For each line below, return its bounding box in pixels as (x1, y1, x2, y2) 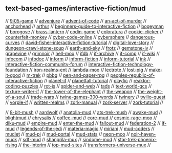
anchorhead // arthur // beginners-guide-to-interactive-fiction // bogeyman (5, 23, 164, 29)
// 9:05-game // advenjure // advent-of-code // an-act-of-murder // (5, 17, 147, 24)
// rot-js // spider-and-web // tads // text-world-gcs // (39, 83, 152, 89)
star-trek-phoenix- (117, 136, 157, 142)
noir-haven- (131, 130, 156, 137)
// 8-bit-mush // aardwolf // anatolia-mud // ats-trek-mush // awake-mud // (5, 109, 163, 115)
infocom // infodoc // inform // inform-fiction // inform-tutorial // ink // (5, 56, 151, 62)
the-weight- (138, 88, 163, 94)
